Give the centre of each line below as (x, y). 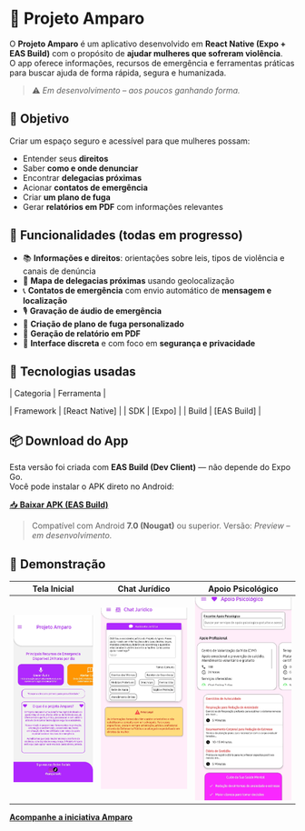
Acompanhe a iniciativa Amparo (71, 817)
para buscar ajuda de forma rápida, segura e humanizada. (118, 73)
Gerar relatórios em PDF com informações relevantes (123, 206)
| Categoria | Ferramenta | (58, 394)
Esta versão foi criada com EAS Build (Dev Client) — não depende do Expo (150, 467)
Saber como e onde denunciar (80, 168)
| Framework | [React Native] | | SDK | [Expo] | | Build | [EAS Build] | (135, 411)
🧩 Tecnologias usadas (73, 371)
